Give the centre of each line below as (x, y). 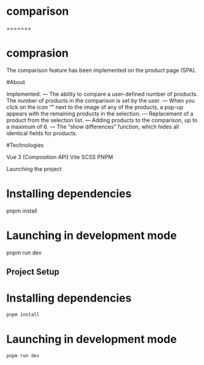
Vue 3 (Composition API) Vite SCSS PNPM (60, 157)
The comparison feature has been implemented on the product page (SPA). (101, 70)
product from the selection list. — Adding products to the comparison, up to (102, 120)
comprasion (37, 53)
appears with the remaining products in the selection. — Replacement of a (100, 113)
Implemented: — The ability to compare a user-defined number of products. (102, 94)
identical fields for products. (42, 133)
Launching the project (34, 169)
